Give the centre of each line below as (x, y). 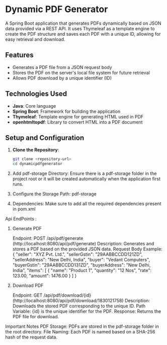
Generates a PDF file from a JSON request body (62, 67)
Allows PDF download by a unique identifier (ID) (62, 78)
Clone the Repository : (36, 150)
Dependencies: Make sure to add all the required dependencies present (87, 204)
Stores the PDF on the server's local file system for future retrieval (81, 73)
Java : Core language (34, 106)
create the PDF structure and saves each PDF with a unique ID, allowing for (83, 34)
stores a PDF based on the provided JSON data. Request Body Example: (87, 249)
